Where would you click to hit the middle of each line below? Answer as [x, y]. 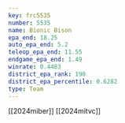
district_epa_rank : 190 [47, 74]
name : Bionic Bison [40, 30]
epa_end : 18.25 [33, 37]
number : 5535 [29, 23]
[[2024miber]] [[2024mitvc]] [54, 111]
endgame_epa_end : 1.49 [45, 60]
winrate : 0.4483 [35, 67]
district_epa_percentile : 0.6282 [63, 81]
